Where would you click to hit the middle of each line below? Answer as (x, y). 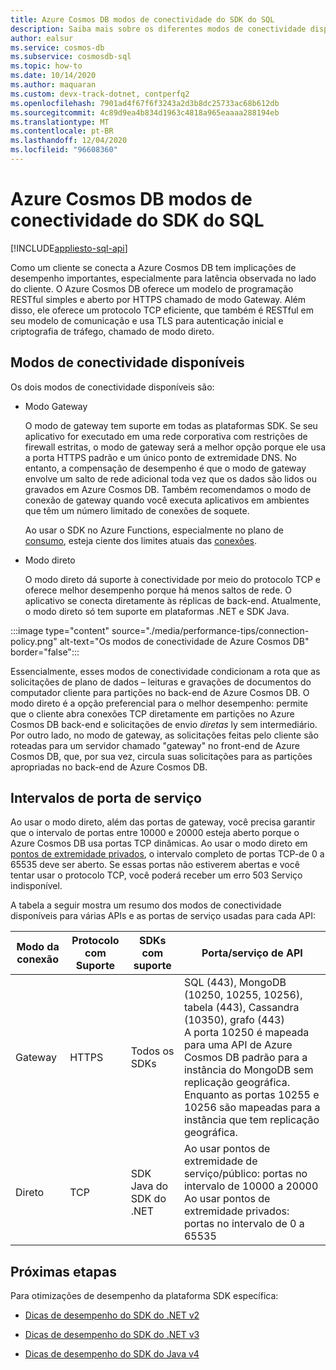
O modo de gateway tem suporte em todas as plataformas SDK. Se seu (171, 425)
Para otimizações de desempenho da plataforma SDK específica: (144, 1296)
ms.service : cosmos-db (57, 47)
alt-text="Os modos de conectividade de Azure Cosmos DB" (184, 641)
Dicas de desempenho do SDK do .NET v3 (112, 1335)
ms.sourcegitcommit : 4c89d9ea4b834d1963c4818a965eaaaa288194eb (145, 112)
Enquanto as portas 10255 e (251, 1095)
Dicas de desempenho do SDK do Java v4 (112, 1354)
